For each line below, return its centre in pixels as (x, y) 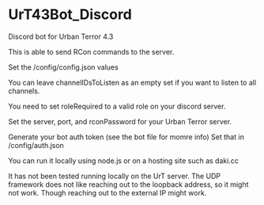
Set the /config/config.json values (63, 67)
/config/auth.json (36, 145)
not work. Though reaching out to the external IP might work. (107, 192)
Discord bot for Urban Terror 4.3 (61, 36)
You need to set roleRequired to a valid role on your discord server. (117, 106)
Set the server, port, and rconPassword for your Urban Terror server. (120, 121)
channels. (24, 91)
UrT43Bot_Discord (70, 15)
